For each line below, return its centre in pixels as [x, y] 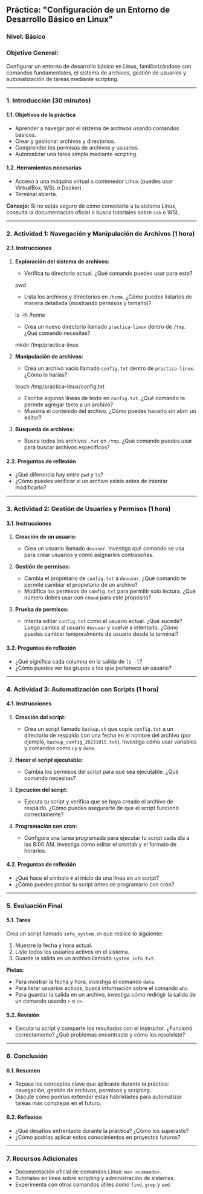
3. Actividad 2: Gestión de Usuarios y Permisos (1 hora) [89, 509]
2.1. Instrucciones [29, 248]
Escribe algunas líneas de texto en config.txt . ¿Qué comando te [105, 398]
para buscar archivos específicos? [67, 447]
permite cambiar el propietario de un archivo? [81, 585]
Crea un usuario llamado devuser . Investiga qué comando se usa [104, 549]
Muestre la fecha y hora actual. [53, 945]
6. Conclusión [27, 1056]
